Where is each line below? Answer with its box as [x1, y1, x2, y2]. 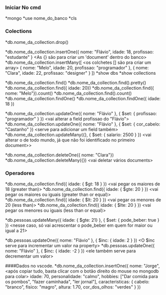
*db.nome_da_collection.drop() [5, 39, 69, 45]
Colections [5, 28, 32, 35]
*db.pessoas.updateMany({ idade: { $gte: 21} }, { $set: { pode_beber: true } [5, 217, 160, 223]
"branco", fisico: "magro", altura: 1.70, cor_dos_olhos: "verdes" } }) [5, 284, 141, 290]
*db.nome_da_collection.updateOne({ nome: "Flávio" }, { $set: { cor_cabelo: [5, 121, 161, 127]
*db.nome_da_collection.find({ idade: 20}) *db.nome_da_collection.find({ [5, 85, 154, 91]
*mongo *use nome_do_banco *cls [5, 15, 77, 21]
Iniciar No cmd [5, 4, 41, 11]
